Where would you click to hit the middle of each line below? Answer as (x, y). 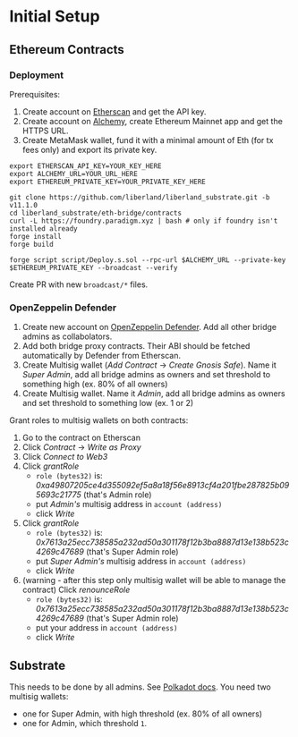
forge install (36, 236)
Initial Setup (55, 17)
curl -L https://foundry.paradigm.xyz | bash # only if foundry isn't (144, 221)
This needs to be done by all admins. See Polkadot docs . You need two (140, 687)
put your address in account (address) (106, 628)
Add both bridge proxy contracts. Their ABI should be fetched (136, 346)
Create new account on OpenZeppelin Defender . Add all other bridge (149, 327)
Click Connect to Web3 (65, 457)
